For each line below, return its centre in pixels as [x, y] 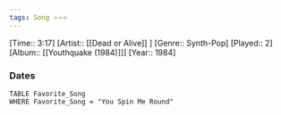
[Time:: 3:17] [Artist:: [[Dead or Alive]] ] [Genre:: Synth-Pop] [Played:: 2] [141, 43]
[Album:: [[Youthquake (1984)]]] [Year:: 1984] [93, 52]
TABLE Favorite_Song [48, 94]
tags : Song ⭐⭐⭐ [38, 17]
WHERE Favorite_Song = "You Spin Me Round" [92, 102]
